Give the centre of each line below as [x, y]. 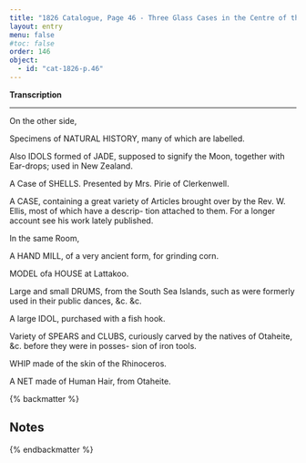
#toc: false [32, 43]
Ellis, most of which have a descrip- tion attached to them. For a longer [143, 211]
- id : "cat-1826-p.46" [61, 69]
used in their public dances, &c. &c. [76, 301]
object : [24, 60]
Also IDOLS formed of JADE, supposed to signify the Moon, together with [147, 156]
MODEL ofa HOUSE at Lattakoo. [69, 273]
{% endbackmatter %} [51, 449]
